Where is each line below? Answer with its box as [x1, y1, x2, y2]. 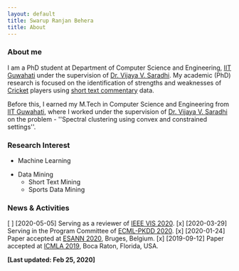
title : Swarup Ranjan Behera [7, 17, 94, 24]
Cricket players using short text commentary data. [7, 86, 154, 95]
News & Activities [7, 203, 70, 213]
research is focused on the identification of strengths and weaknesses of [7, 78, 222, 87]
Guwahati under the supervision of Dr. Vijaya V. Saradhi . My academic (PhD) [7, 70, 231, 79]
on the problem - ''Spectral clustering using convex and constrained [7, 115, 208, 123]
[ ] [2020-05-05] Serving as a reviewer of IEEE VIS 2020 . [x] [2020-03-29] [7, 219, 228, 228]
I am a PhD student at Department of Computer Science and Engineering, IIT [7, 63, 232, 72]
